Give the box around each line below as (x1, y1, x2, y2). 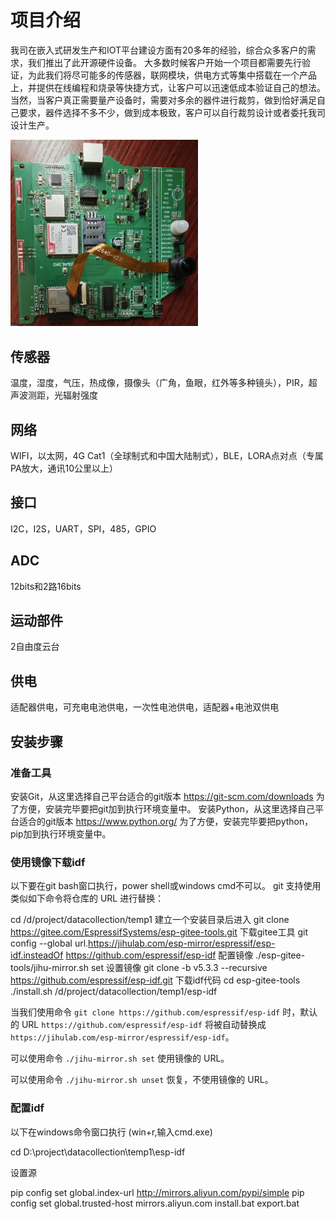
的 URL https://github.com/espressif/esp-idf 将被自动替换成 (10, 1019, 267, 1031)
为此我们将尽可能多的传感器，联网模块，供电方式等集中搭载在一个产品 (27, 69, 317, 81)
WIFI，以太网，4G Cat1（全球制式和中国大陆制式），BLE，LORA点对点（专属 (10, 449, 324, 461)
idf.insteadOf (10, 949, 64, 961)
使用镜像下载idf (10, 855, 86, 869)
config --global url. (10, 937, 89, 950)
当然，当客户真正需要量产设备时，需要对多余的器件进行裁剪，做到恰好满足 (10, 94, 317, 106)
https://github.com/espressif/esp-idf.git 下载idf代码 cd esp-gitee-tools (10, 974, 301, 986)
